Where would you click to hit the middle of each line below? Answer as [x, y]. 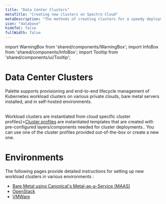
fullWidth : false [23, 33]
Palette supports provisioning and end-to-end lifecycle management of [77, 91]
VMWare [21, 197]
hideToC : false [21, 28]
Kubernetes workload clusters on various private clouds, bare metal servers [82, 96]
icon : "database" [23, 24]
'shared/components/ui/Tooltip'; [38, 57]
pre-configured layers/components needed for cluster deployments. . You [80, 127]
